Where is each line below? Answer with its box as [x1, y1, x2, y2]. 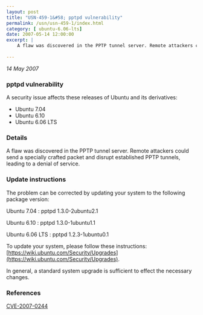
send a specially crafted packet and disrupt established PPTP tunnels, [6, 154, 181, 161]
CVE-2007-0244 [6, 302, 48, 310]
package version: [6, 195, 50, 203]
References [6, 288, 41, 297]
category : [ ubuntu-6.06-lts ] [6, 25, 83, 32]
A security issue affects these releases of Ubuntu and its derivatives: [6, 94, 178, 101]
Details [6, 133, 28, 142]
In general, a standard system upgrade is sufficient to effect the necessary [6, 267, 192, 274]
